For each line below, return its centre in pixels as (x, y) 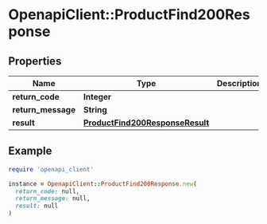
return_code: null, (48, 191)
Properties (35, 61)
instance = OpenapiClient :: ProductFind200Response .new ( (103, 184)
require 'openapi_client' (51, 169)
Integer (97, 97)
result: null (37, 206)
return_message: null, (53, 198)
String (95, 110)
